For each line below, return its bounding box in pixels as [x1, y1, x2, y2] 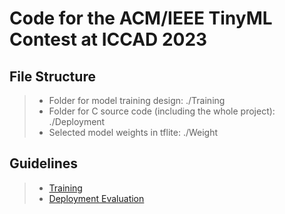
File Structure [9, 68, 96, 85]
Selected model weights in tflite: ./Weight [48, 127, 219, 138]
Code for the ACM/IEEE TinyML [9, 7, 273, 30]
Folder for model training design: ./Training [48, 95, 226, 106]
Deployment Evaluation [48, 192, 145, 204]
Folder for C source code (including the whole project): [48, 105, 276, 117]
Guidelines [9, 155, 78, 172]
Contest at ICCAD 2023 [9, 28, 208, 51]
